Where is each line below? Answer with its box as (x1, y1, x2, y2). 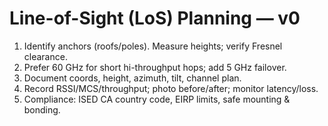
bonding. (23, 103, 61, 116)
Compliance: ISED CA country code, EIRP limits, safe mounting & (23, 93, 291, 105)
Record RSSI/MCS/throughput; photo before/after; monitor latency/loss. (23, 82, 319, 94)
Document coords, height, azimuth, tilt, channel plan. (23, 72, 242, 84)
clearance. (23, 50, 68, 62)
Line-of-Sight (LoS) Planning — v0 (9, 7, 301, 30)
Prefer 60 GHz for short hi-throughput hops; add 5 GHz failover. (23, 61, 287, 73)
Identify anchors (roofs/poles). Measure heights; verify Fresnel (23, 40, 283, 52)
